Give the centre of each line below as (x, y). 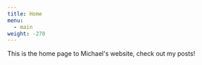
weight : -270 (26, 34)
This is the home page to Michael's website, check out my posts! (101, 54)
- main (23, 27)
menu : (15, 20)
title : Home (25, 14)
